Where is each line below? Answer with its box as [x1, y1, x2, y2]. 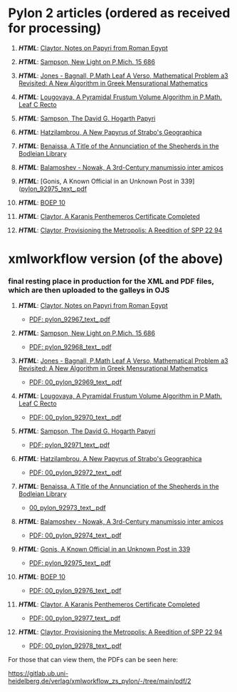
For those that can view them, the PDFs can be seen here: [8, 656, 179, 664]
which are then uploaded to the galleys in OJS [8, 285, 170, 295]
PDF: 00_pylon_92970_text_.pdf [28, 413, 122, 422]
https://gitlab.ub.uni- [8, 669, 69, 678]
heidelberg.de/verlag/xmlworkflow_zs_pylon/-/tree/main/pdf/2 [8, 677, 191, 686]
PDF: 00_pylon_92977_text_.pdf [28, 614, 121, 623]
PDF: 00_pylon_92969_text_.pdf [28, 378, 122, 386]
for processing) [8, 20, 102, 36]
